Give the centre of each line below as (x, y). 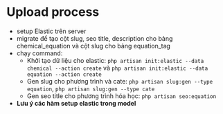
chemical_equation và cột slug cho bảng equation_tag (93, 46)
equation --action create (64, 74)
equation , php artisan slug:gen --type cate (91, 88)
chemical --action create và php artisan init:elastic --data (117, 68)
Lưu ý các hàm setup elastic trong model (76, 103)
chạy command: (39, 53)
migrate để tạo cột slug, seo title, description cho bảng (95, 38)
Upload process (53, 12)
